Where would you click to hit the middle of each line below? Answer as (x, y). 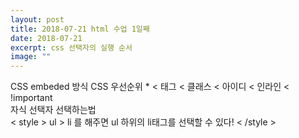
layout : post (37, 19)
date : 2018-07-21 (46, 38)
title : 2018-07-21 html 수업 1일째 (80, 29)
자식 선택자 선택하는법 (53, 110)
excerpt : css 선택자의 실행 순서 (71, 47)
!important (31, 98)
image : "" (31, 57)
